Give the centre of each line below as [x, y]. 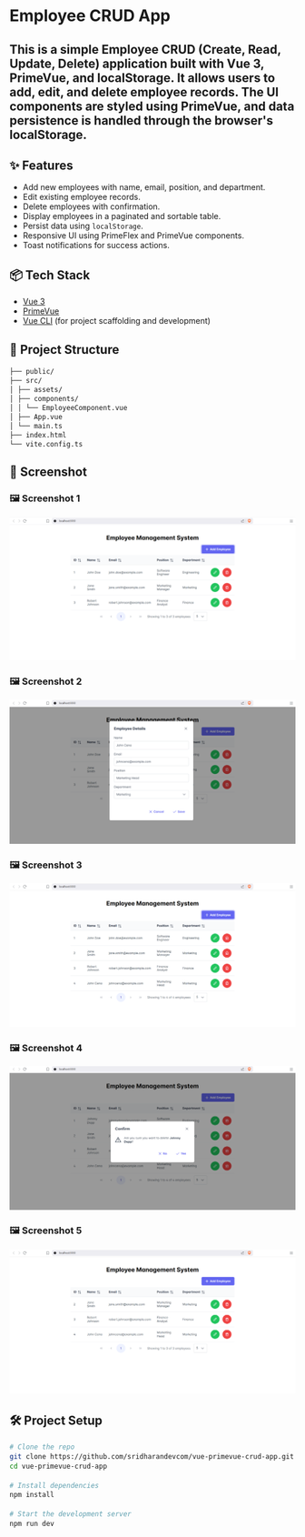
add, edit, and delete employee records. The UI [144, 92]
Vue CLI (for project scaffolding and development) [117, 321]
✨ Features [41, 165]
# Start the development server [70, 1514]
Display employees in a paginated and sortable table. [122, 216]
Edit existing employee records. [81, 197]
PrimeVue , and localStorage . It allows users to [142, 78]
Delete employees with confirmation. [91, 206]
